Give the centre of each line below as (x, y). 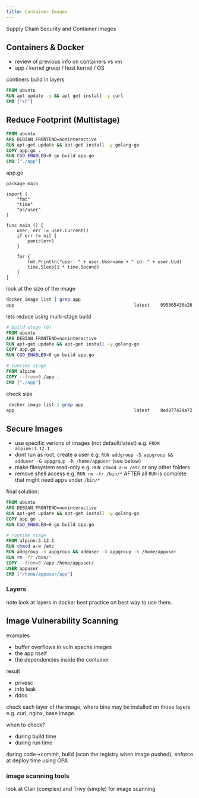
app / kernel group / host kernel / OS (60, 68)
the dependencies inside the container (62, 659)
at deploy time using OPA (37, 760)
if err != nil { (37, 236)
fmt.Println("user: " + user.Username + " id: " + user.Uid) (105, 262)
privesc (24, 682)
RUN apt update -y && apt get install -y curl (65, 96)
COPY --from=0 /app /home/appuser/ (50, 563)
